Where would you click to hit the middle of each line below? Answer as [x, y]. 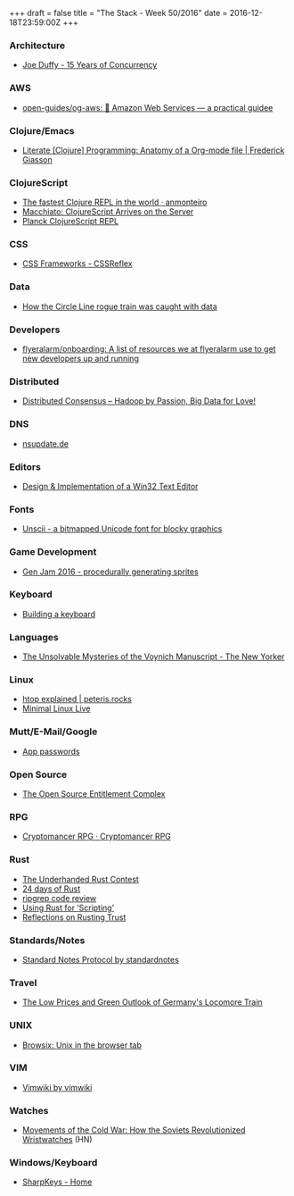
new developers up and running [81, 359]
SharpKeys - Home [57, 1182]
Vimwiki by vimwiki [57, 1087]
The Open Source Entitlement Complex [94, 794]
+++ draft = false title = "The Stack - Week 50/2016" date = [118, 13]
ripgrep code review [59, 898]
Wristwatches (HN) [57, 1140]
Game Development [53, 552]
